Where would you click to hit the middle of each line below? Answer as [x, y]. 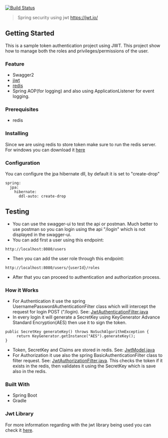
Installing [17, 134]
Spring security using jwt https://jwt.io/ [58, 17]
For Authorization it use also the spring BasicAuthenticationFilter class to [88, 355]
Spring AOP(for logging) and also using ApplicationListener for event [83, 91]
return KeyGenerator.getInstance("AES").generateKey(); [76, 336]
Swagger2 [23, 75]
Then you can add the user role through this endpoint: [68, 258]
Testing [17, 212]
